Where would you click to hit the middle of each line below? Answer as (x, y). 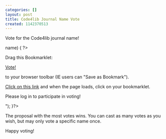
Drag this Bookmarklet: (29, 58)
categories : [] (21, 10)
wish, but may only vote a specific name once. (53, 121)
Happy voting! (20, 131)
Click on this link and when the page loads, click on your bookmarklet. (78, 87)
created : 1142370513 (27, 24)
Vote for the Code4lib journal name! (42, 38)
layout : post (19, 15)
